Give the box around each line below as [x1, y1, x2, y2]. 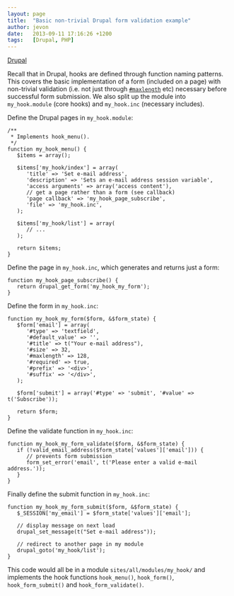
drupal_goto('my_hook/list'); [16, 547, 106, 554]
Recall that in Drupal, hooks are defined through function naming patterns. [7, 70, 224, 78]
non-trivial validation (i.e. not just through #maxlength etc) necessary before [7, 85, 228, 93]
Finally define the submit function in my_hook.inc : [7, 490, 151, 498]
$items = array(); [16, 152, 71, 159]
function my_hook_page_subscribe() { [7, 277, 119, 284]
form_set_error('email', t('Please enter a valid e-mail [25, 459, 198, 467]
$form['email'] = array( [16, 322, 90, 329]
